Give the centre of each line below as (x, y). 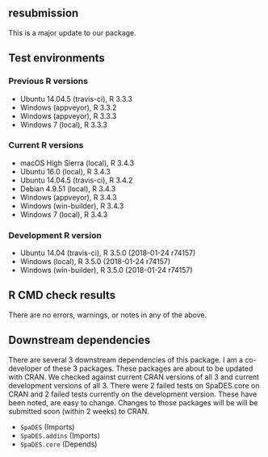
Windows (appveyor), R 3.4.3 (68, 197)
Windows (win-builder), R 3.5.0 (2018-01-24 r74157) (106, 270)
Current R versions (46, 145)
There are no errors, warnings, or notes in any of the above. (108, 315)
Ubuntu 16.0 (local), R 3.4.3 (65, 171)
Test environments (57, 59)
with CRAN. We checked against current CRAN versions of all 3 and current (134, 377)
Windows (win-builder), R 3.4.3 (72, 206)
